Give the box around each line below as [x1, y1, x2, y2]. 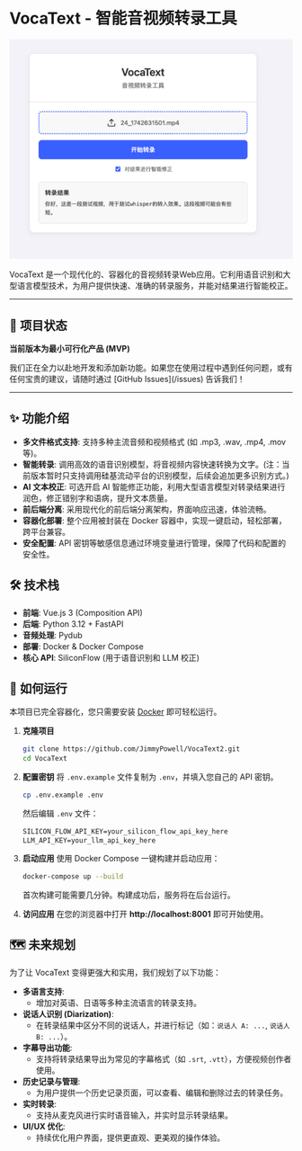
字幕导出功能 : [22, 1042, 73, 1053]
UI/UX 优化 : [22, 1120, 66, 1131]
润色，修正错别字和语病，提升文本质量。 [22, 492, 173, 504]
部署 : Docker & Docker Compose [22, 640, 144, 652]
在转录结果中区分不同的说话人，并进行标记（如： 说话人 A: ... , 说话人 [35, 1020, 290, 1031]
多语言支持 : [22, 986, 65, 996]
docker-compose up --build [22, 871, 124, 881]
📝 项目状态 [9, 317, 67, 333]
